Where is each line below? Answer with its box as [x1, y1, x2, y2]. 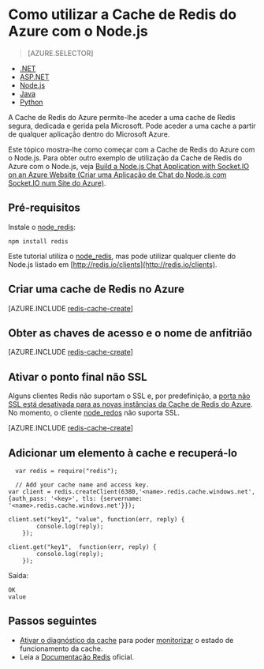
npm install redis [8, 237, 69, 246]
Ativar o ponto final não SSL [8, 370, 147, 384]
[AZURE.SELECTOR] [27, 48, 94, 58]
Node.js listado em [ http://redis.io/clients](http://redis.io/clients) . [8, 259, 218, 269]
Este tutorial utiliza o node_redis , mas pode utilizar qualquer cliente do [8, 251, 236, 261]
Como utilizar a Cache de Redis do [8, 6, 237, 24]
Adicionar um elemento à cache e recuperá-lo [8, 446, 238, 460]
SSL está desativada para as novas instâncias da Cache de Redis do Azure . [8, 400, 254, 409]
